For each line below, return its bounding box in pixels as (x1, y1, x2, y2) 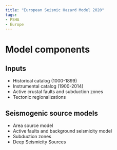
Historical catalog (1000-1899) (12, 78, 77, 84)
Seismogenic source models (5, 109, 99, 118)
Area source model (12, 122, 53, 128)
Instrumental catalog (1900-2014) (12, 83, 84, 90)
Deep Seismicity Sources (12, 139, 66, 145)
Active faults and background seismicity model (12, 128, 112, 134)
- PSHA (5, 17, 19, 22)
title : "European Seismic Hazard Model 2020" (5, 7, 104, 13)
